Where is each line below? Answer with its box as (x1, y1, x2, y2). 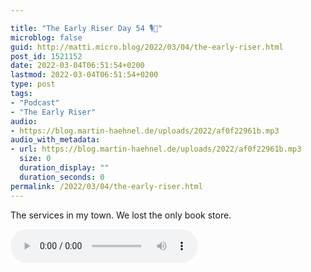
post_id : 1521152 (10, 51, 83, 61)
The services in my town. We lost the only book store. (10, 209, 232, 221)
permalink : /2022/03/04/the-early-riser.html (10, 181, 203, 191)
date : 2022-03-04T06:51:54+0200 (10, 61, 145, 71)
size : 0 (19, 154, 52, 164)
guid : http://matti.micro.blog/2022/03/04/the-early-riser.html (10, 42, 284, 52)
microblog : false (10, 32, 83, 43)
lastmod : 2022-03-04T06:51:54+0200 (10, 70, 159, 80)
